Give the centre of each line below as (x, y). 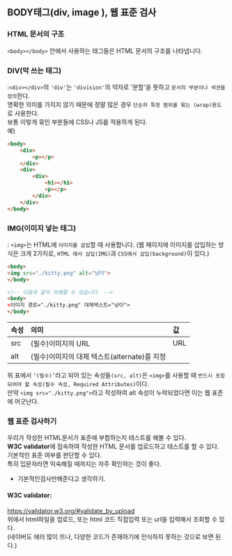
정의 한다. (18, 96)
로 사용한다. (23, 113)
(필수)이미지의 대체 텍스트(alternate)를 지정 (98, 357)
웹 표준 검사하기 (32, 421)
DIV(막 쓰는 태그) (34, 71)
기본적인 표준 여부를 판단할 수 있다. (55, 455)
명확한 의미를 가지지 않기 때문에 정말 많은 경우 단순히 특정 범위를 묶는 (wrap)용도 (114, 104)
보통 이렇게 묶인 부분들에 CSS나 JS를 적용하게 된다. (77, 122)
